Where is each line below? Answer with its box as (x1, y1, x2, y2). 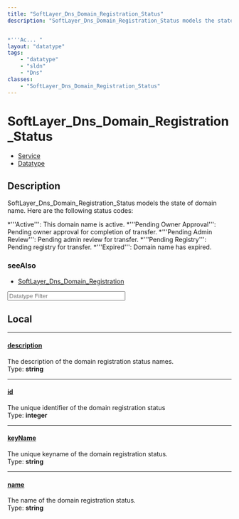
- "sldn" (20, 63, 46, 70)
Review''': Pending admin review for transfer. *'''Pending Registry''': (7, 236, 207, 244)
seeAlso (7, 261, 36, 271)
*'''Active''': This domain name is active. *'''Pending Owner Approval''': (7, 220, 216, 229)
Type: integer (7, 411, 48, 419)
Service (17, 152, 41, 160)
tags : (7, 49, 23, 57)
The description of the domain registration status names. (7, 357, 174, 365)
